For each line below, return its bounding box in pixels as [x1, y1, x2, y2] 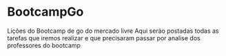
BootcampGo [7, 4, 84, 20]
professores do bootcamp [7, 41, 81, 49]
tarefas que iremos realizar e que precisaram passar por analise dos [7, 33, 201, 42]
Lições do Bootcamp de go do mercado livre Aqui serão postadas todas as [7, 27, 219, 35]
